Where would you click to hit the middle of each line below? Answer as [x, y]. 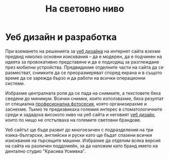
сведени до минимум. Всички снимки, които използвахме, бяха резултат [84, 98]
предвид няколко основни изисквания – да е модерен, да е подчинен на [84, 57]
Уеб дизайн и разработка [61, 37]
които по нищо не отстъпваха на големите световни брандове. [73, 120]
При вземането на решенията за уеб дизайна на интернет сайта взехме [83, 51]
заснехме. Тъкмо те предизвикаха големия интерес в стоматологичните [84, 109]
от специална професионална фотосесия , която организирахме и [76, 103]
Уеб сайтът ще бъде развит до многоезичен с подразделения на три [79, 130]
